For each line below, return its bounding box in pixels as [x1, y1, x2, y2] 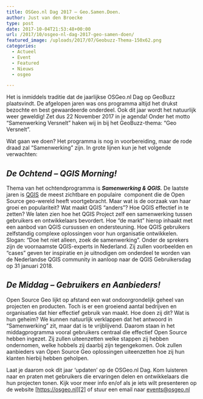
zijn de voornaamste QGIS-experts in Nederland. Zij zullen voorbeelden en [6, 243, 193, 250]
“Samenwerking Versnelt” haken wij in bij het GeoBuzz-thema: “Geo [6, 120, 177, 127]
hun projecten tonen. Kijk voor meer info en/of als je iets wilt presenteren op [6, 379, 197, 386]
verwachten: [6, 151, 38, 158]
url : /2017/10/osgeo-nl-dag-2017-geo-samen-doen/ [6, 32, 135, 38]
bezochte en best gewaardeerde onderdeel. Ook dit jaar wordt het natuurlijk [6, 106, 196, 113]
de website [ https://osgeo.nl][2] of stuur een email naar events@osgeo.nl [6, 386, 190, 393]
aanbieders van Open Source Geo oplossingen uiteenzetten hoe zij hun [6, 348, 185, 355]
